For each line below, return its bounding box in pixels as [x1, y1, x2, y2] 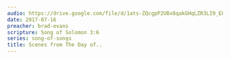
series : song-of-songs [7, 35, 72, 42]
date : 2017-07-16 [7, 16, 57, 23]
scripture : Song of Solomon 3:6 [7, 28, 99, 36]
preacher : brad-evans [7, 22, 69, 29]
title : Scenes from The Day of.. [7, 41, 103, 48]
